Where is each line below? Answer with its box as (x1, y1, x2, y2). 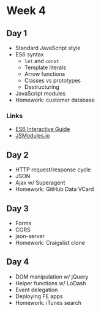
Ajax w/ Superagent (15, 179, 65, 187)
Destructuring (24, 83, 59, 91)
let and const (24, 58, 59, 64)
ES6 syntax (15, 51, 44, 58)
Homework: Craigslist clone (15, 239, 86, 246)
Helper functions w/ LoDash (15, 279, 86, 287)
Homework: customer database (15, 96, 95, 103)
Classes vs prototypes (24, 77, 81, 84)
